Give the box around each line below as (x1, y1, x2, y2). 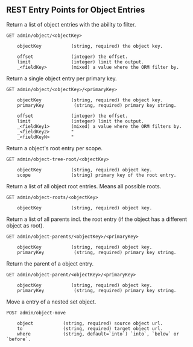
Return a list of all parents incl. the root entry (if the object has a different (6, 215, 188, 223)
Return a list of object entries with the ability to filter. (6, 21, 136, 28)
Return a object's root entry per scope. (6, 144, 103, 151)
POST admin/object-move (6, 310, 66, 316)
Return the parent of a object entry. (6, 259, 94, 267)
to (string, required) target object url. (17, 325, 163, 331)
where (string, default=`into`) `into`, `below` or (17, 331, 180, 337)
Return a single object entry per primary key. (6, 75, 118, 82)
